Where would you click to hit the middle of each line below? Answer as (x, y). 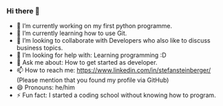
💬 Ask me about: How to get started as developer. (87, 63)
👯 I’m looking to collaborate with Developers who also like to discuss (113, 41)
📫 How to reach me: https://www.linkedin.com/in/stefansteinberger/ (114, 70)
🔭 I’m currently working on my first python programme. (94, 26)
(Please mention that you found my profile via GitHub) (93, 80)
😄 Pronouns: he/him (45, 87)
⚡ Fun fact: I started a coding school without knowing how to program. (116, 95)
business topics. (40, 48)
